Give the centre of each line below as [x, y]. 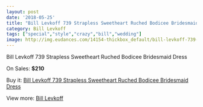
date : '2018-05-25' [31, 17]
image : [14, 40]
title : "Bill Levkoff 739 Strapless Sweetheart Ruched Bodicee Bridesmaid [102, 23]
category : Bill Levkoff [36, 29]
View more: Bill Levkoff [35, 98]
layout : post [23, 12]
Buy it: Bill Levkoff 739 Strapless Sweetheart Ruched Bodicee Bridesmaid [97, 80]
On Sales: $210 [25, 69]
